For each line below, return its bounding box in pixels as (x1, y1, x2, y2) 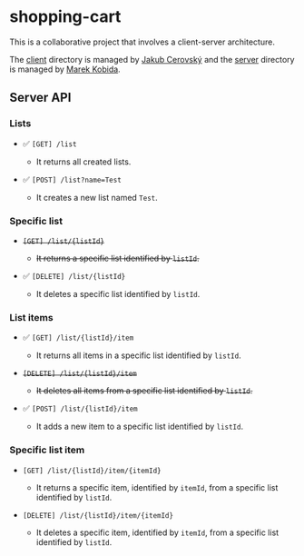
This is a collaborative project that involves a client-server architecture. (9, 36, 275, 47)
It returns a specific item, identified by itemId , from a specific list (35, 482, 279, 492)
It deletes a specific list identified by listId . (35, 288, 201, 299)
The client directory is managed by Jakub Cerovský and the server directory (9, 54, 295, 65)
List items (9, 311, 54, 323)
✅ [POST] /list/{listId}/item (22, 402, 138, 414)
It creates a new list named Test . (35, 192, 159, 203)
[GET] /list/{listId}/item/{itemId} (22, 466, 162, 475)
